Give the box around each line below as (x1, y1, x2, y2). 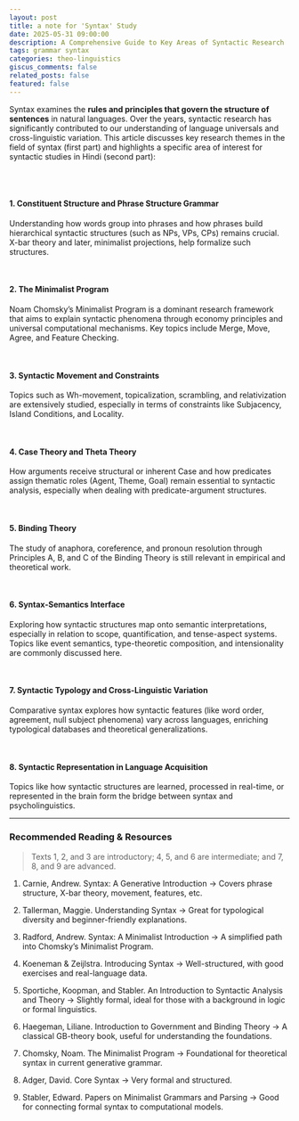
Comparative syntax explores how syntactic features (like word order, (9, 705, 264, 716)
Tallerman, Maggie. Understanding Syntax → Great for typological (21, 904, 264, 915)
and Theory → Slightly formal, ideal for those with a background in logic (21, 994, 286, 1005)
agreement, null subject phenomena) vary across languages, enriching (9, 715, 269, 725)
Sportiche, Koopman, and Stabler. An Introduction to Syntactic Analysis (21, 985, 283, 995)
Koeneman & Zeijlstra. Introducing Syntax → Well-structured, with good (21, 958, 284, 969)
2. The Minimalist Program (9, 284, 109, 295)
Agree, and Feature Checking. (9, 332, 119, 343)
